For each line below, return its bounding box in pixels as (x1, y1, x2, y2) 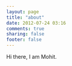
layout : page (6, 8, 39, 15)
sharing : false (6, 31, 45, 37)
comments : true (6, 25, 45, 32)
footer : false (6, 37, 42, 43)
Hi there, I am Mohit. (6, 53, 57, 60)
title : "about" (6, 14, 45, 20)
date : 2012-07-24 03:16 (6, 20, 67, 26)
